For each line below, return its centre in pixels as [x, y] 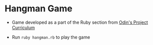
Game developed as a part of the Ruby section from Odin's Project [80, 22]
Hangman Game [38, 9]
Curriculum [23, 27]
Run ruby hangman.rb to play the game [51, 37]
